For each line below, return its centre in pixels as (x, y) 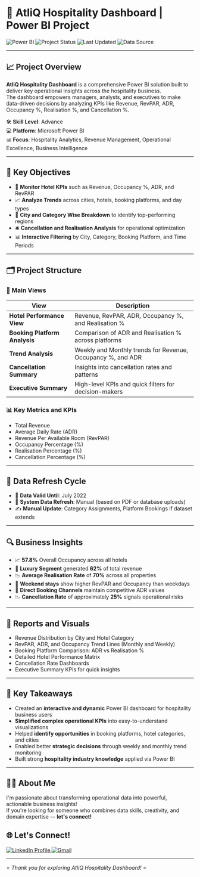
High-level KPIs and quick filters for (124, 385)
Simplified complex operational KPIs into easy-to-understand (91, 721)
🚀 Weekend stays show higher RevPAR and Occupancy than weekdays (102, 584)
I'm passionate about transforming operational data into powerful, (87, 797)
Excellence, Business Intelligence (47, 148)
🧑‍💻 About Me (31, 783)
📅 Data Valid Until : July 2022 (50, 495)
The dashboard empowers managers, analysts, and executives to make (94, 97)
